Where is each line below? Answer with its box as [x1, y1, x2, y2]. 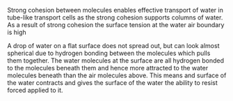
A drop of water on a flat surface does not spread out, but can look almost [7, 42, 220, 49]
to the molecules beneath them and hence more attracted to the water [7, 64, 209, 72]
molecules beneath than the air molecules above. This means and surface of [7, 71, 227, 79]
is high [7, 28, 26, 36]
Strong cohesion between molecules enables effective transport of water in [7, 6, 224, 14]
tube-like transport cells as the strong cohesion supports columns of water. [7, 13, 223, 22]
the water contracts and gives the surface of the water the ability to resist [7, 79, 218, 86]
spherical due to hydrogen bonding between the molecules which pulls [7, 49, 211, 57]
